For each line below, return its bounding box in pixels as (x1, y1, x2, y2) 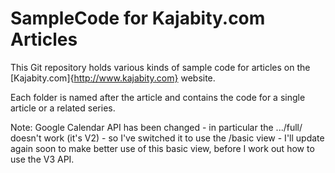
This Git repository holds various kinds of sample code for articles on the (10, 61, 311, 73)
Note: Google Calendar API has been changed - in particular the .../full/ (10, 121, 303, 133)
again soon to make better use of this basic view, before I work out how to (10, 142, 315, 154)
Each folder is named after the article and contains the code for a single (10, 91, 306, 103)
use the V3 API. (10, 153, 75, 165)
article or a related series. (10, 102, 116, 114)
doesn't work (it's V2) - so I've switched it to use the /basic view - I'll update (10, 132, 325, 144)
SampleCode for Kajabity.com (10, 7, 266, 30)
